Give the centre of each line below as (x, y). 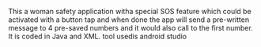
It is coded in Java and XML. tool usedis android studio (98, 36)
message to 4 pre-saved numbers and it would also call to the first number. (130, 28)
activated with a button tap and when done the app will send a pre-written (129, 20)
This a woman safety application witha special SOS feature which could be (130, 11)
